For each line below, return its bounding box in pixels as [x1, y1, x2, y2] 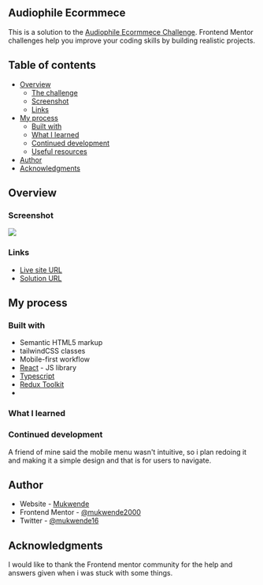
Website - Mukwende [19, 499, 90, 508]
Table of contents [8, 58, 96, 72]
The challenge [31, 88, 79, 97]
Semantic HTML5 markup [19, 338, 103, 347]
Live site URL [19, 264, 63, 275]
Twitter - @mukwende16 [19, 516, 99, 526]
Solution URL [19, 273, 62, 283]
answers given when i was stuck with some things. [8, 568, 173, 578]
